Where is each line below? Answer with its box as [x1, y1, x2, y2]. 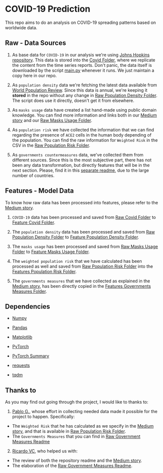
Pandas [12, 325, 28, 331]
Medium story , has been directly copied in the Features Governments [12, 283, 151, 289]
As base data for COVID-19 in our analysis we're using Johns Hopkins [12, 52, 150, 58]
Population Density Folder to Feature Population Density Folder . [12, 234, 140, 240]
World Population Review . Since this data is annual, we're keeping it [12, 87, 147, 93]
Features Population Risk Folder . [12, 268, 77, 274]
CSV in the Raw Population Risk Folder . [12, 142, 91, 148]
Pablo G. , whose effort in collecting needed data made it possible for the [12, 409, 158, 414]
